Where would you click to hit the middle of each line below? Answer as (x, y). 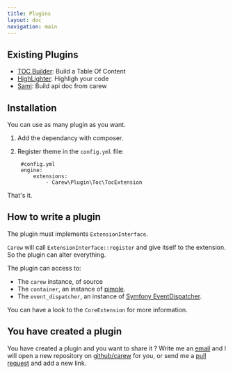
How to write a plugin (54, 217)
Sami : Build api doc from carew (62, 86)
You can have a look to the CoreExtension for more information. (97, 309)
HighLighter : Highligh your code (63, 79)
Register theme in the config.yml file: (70, 151)
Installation (32, 108)
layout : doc (24, 20)
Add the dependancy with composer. (70, 138)
